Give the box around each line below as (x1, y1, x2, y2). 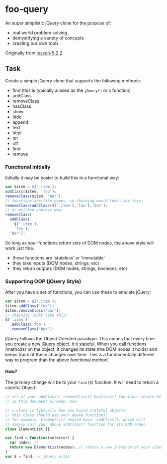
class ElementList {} (5, 427, 50, 432)
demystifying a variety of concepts (12, 35, 84, 41)
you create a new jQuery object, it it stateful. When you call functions (5, 341, 147, 347)
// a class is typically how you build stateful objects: (5, 408, 128, 413)
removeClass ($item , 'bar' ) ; (5, 194, 64, 199)
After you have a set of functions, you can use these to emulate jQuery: (5, 289, 152, 295)
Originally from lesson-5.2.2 (5, 50, 63, 56)
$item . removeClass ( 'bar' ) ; (5, 308, 61, 313)
